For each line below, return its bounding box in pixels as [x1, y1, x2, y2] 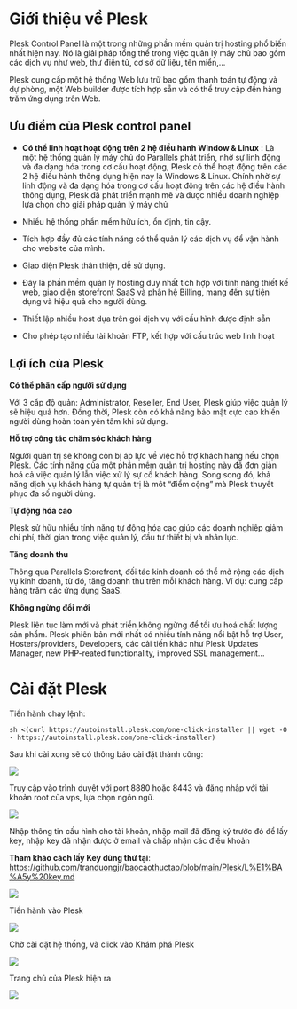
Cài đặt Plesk [9, 679, 108, 698]
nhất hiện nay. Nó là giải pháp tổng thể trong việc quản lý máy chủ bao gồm [9, 47, 285, 58]
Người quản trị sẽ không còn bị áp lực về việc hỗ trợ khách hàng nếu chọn [9, 450, 279, 461]
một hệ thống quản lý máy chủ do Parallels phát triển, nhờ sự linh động [21, 152, 281, 162]
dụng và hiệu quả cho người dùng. [21, 296, 148, 306]
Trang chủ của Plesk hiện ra [9, 973, 112, 983]
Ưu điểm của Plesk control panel [9, 119, 191, 134]
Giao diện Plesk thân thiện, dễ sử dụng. [21, 260, 166, 271]
